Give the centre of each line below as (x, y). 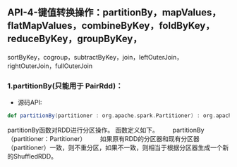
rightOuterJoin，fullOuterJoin (50, 66)
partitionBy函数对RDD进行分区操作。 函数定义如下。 (83, 130)
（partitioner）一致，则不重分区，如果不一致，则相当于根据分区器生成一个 (115, 147)
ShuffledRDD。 (35, 156)
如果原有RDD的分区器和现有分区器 (150, 138)
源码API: (30, 102)
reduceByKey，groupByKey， (75, 39)
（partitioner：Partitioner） (47, 138)
